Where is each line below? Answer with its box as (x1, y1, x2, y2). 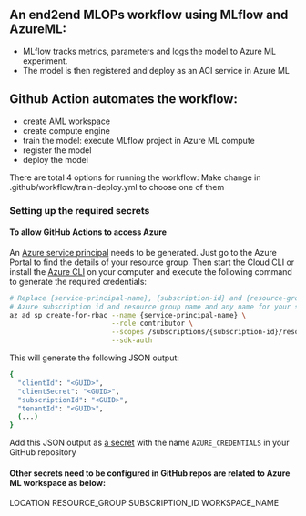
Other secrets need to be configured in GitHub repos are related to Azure (9, 468, 291, 479)
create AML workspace (22, 116, 111, 126)
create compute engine (22, 125, 111, 136)
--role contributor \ (110, 319, 194, 329)
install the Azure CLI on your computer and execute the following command (9, 266, 293, 277)
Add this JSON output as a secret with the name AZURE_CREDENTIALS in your (9, 437, 290, 449)
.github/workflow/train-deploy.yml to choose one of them (9, 181, 225, 192)
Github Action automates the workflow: (9, 91, 239, 107)
